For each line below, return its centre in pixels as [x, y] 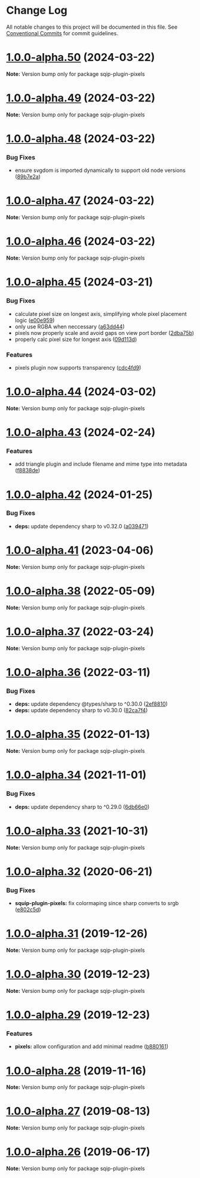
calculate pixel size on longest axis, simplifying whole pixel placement [101, 313]
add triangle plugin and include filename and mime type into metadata [101, 464]
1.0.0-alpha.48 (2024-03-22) [81, 139]
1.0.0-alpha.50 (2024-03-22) [81, 58]
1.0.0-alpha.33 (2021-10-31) [77, 831]
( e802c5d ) [28, 909]
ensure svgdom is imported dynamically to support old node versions [100, 170]
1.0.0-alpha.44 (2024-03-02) [81, 392]
